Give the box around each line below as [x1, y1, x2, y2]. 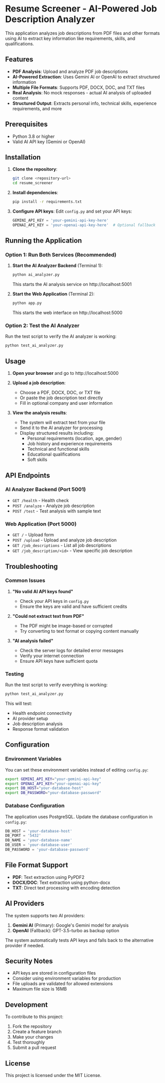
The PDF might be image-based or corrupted [19, 622, 113, 629]
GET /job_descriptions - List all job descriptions [12, 542, 112, 548]
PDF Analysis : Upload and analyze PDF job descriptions [12, 68, 128, 74]
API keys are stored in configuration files [12, 970, 96, 976]
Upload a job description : [12, 380, 66, 386]
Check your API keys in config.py [19, 598, 89, 604]
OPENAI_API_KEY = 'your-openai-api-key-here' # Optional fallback [12, 223, 156, 228]
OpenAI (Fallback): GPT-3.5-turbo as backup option [12, 927, 120, 933]
